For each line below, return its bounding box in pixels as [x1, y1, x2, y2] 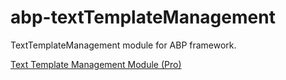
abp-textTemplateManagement [10, 6, 276, 29]
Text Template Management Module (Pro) [10, 58, 182, 70]
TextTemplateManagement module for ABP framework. [10, 39, 237, 51]
